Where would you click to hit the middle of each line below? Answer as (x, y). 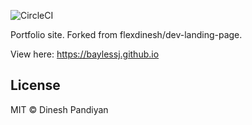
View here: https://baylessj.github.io (85, 54)
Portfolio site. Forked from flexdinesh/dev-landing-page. (126, 34)
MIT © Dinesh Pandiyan (59, 109)
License (35, 85)
